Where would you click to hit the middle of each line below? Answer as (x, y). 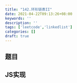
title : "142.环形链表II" (29, 9)
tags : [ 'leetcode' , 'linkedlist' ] (39, 27)
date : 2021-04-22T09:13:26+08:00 (39, 14)
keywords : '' (18, 18)
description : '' (21, 23)
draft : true (17, 36)
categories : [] (20, 32)
